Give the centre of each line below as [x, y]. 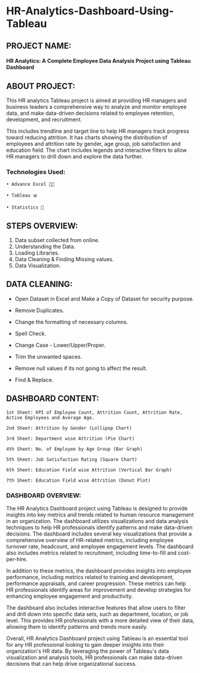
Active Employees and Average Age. [50, 417]
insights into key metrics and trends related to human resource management [100, 515]
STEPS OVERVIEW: [42, 226]
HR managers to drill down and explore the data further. [75, 156]
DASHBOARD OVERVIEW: [44, 495]
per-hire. [17, 559]
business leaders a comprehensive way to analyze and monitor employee [96, 106]
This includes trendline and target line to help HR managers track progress [98, 131]
